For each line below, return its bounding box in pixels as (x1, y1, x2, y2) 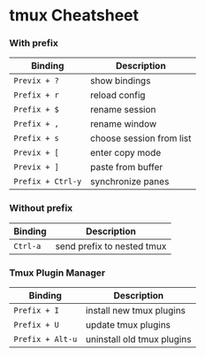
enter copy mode (89, 147, 162, 159)
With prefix (9, 37, 59, 50)
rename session (89, 104, 156, 116)
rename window (89, 118, 157, 130)
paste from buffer (89, 161, 163, 174)
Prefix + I (13, 306, 59, 315)
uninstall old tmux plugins (85, 333, 192, 345)
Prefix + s (13, 134, 59, 144)
